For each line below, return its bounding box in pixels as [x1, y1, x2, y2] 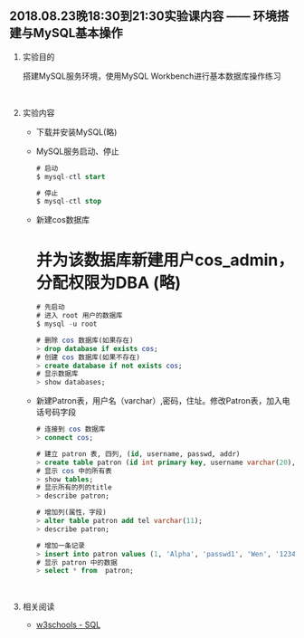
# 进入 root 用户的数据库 [35, 311, 123, 320]
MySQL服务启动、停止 [35, 146, 119, 157]
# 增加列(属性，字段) [35, 508, 107, 518]
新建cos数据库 [35, 214, 90, 225]
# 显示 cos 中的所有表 [35, 466, 112, 475]
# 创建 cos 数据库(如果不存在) [35, 352, 140, 362]
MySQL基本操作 [33, 25, 124, 41]
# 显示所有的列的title [35, 483, 112, 492]
